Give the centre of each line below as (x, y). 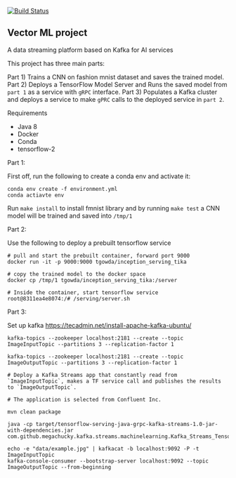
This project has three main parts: (56, 63)
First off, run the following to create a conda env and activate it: (99, 176)
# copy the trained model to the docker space (77, 274)
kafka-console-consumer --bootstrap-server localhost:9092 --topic (108, 461)
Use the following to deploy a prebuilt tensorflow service (89, 243)
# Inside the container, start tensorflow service (83, 292)
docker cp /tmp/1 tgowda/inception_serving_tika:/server (92, 280)
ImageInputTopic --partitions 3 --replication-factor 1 (91, 344)
